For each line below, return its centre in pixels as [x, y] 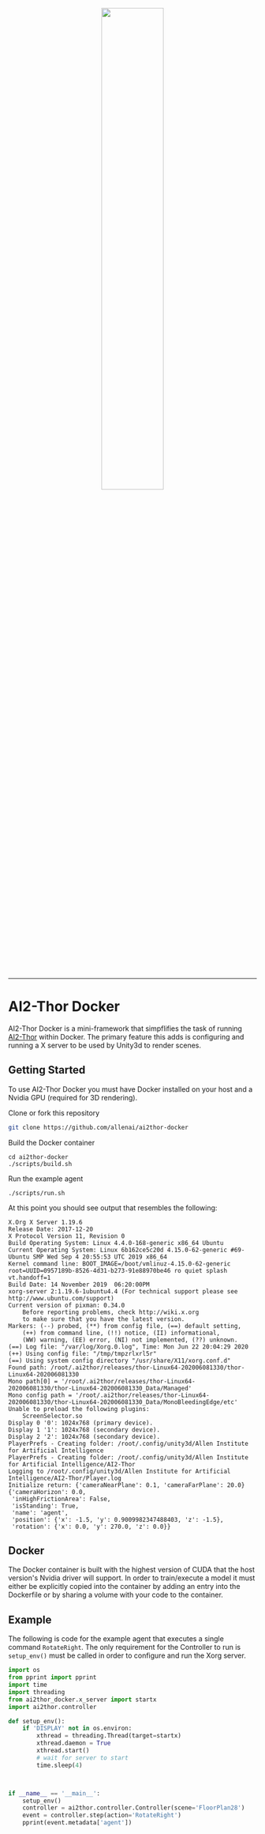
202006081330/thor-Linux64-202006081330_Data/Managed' [100, 1388]
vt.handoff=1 [30, 1277]
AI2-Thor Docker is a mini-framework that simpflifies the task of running [125, 1028]
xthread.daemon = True [74, 1743]
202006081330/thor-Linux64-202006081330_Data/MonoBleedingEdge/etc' [123, 1402]
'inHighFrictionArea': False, [61, 1499]
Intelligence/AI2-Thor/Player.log [65, 1478]
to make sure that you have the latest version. [104, 1319]
